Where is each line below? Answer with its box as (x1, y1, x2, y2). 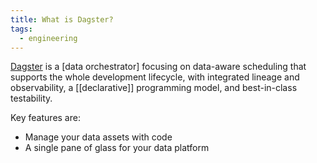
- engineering (19, 33, 78, 43)
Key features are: (10, 112, 81, 124)
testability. (10, 92, 53, 105)
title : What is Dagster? (10, 14, 114, 25)
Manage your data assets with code (24, 131, 173, 143)
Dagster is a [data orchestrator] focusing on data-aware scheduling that (10, 61, 307, 73)
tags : (10, 24, 33, 34)
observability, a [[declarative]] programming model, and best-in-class (10, 82, 298, 94)
